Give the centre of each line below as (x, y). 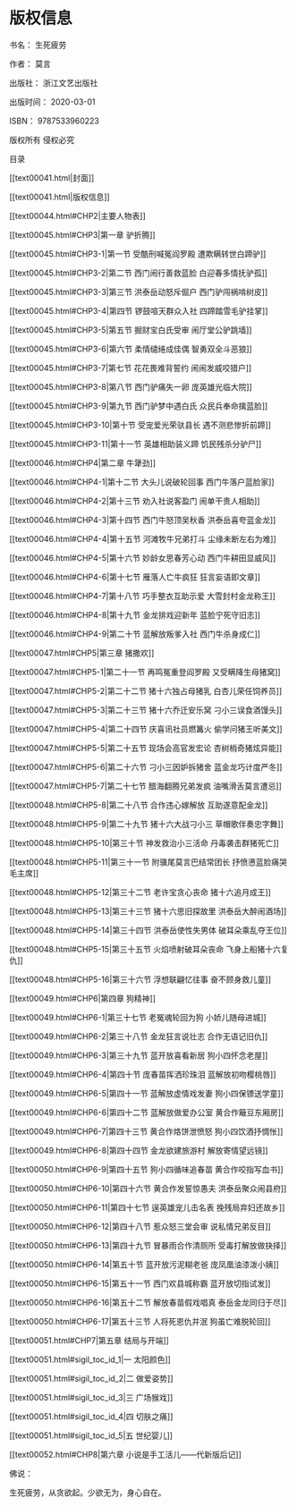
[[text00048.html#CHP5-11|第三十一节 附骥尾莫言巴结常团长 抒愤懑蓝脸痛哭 (148, 862)
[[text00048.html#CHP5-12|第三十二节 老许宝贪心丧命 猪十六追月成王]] (140, 892)
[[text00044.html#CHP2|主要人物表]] (77, 216)
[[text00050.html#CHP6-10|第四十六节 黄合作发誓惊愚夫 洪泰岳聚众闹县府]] (148, 1188)
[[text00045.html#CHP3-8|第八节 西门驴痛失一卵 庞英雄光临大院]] (131, 386)
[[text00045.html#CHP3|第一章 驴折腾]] (82, 234)
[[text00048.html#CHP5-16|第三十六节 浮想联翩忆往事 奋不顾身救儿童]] (140, 979)
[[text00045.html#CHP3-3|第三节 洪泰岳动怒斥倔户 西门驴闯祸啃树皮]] (139, 292)
